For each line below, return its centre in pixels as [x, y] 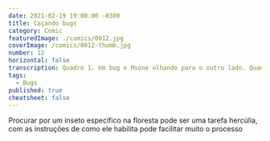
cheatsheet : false [39, 98]
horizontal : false [39, 61]
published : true [35, 90]
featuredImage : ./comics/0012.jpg [66, 38]
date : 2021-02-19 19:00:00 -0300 [64, 16]
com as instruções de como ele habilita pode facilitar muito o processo [126, 129]
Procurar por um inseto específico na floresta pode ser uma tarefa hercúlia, [133, 120]
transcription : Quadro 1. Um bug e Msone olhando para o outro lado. [127, 68]
